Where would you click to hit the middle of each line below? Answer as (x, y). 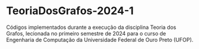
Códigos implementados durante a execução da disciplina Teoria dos (91, 27)
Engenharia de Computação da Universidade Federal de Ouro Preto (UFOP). (100, 40)
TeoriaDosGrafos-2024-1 (70, 11)
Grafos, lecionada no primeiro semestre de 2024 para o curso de (86, 33)
